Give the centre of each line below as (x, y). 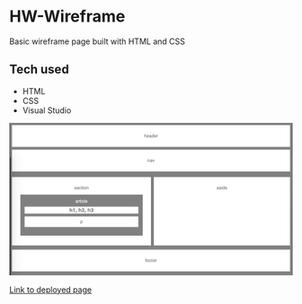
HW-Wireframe (67, 17)
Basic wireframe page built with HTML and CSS (98, 41)
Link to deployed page (51, 290)
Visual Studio (47, 110)
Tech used (39, 69)
